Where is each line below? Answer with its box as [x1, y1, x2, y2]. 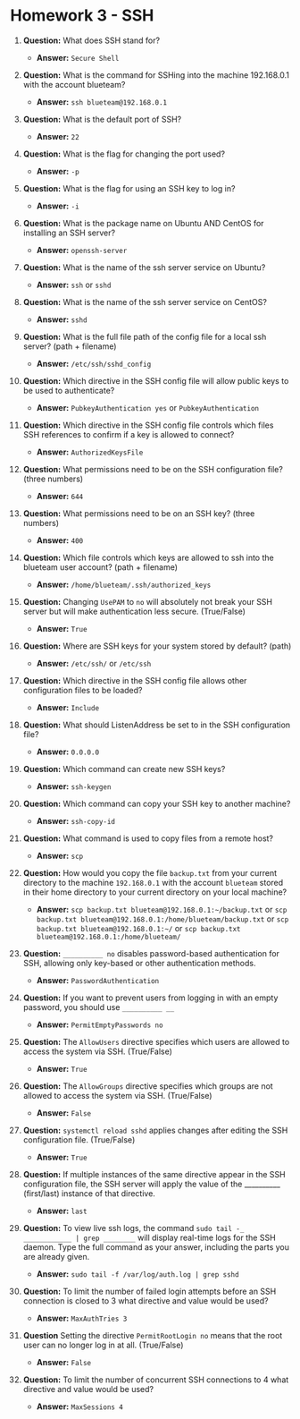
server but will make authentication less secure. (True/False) [22, 606, 246, 616]
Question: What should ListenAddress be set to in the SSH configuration [22, 719, 291, 730]
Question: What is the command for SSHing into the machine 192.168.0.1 [22, 69, 289, 81]
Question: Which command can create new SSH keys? [22, 763, 226, 774]
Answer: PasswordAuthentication [36, 974, 160, 985]
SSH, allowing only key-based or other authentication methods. [22, 957, 257, 968]
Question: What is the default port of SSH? [22, 114, 182, 124]
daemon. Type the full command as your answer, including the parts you [22, 1241, 289, 1253]
